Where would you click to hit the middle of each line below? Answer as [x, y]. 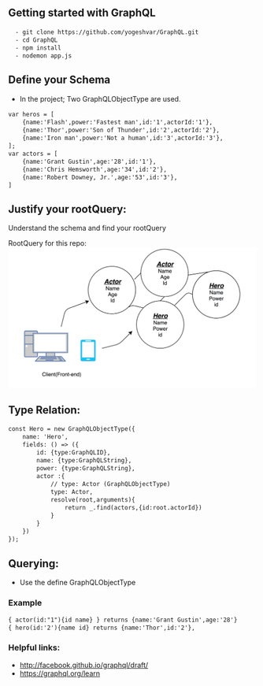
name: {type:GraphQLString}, [84, 461]
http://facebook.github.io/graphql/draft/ [84, 665]
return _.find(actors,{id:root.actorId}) [133, 508]
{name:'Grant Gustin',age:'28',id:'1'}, [89, 161]
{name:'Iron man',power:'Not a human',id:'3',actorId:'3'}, [123, 138]
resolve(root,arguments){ [93, 500]
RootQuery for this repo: [47, 243]
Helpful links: [34, 647]
